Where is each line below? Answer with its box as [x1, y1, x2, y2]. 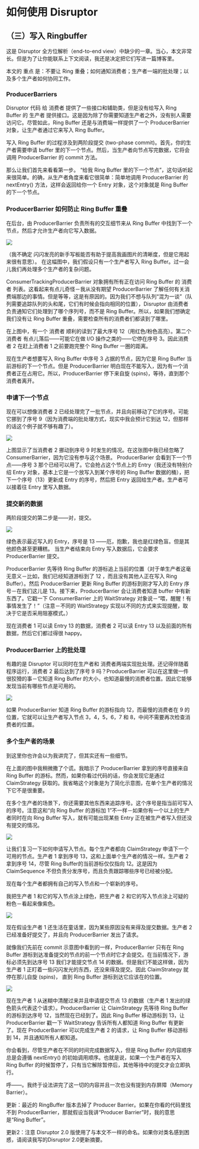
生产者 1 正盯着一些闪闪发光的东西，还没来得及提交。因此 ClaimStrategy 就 [6, 965, 189, 973]
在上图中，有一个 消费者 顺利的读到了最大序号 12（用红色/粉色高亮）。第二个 [6, 327, 192, 334]
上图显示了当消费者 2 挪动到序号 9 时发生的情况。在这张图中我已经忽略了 [6, 446, 185, 453]
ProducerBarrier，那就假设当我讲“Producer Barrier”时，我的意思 [17, 1108, 175, 1116]
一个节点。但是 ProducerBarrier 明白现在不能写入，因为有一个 [31, 362, 184, 369]
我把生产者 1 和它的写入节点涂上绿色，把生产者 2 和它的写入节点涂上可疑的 [6, 892, 188, 900]
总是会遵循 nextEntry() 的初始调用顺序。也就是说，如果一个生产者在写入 [6, 1054, 182, 1061]
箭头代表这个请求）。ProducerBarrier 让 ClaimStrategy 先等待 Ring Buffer [11, 1004, 188, 1011]
